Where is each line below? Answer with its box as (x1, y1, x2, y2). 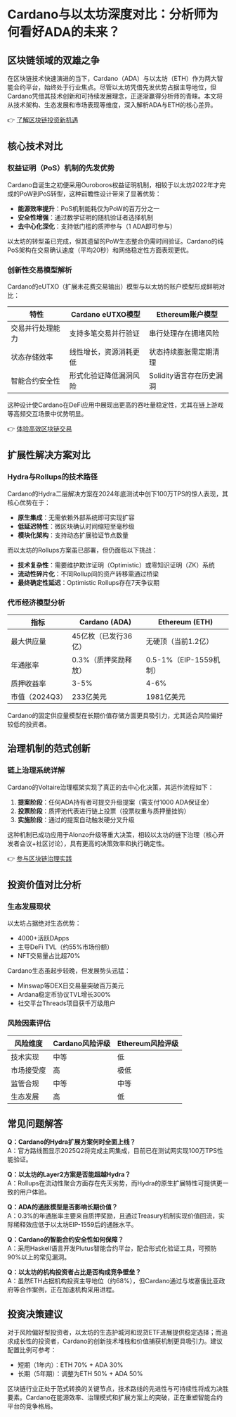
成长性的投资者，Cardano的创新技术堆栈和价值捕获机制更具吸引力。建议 (13, 1337, 223, 1345)
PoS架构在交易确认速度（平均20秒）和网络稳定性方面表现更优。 (7, 246, 193, 254)
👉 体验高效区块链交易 (7, 424, 72, 433)
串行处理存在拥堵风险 (148, 328, 220, 338)
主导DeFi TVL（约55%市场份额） (17, 943, 114, 951)
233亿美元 (71, 691, 107, 701)
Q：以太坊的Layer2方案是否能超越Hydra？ (7, 1170, 131, 1179)
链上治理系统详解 (7, 765, 65, 775)
